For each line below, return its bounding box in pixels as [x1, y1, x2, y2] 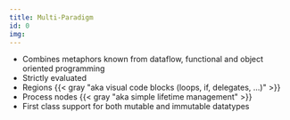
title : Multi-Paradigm [9, 12, 94, 22]
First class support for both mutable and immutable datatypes [21, 101, 250, 112]
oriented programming [21, 63, 105, 74]
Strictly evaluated [21, 73, 87, 84]
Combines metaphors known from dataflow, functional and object [21, 54, 264, 65]
